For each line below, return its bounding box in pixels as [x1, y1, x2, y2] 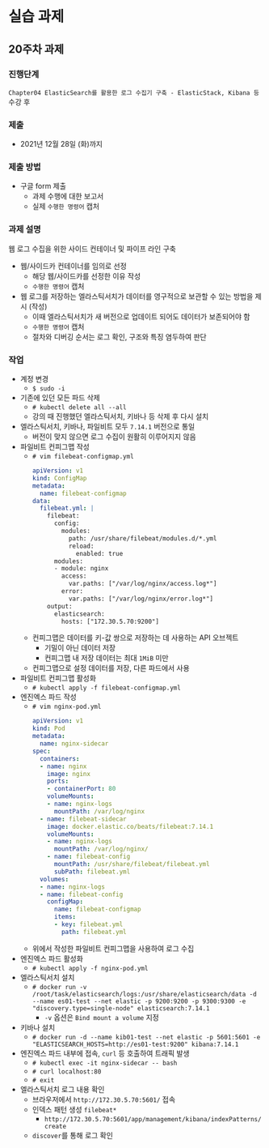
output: [47, 602, 73, 610]
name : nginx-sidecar [39, 740, 109, 748]
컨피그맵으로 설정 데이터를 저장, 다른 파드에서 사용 [32, 664, 190, 673]
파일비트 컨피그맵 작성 [19, 442, 90, 452]
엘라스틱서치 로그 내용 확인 [19, 1084, 105, 1094]
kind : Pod [32, 724, 66, 733]
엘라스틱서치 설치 [19, 972, 75, 982]
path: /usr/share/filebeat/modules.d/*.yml [68, 534, 217, 543]
